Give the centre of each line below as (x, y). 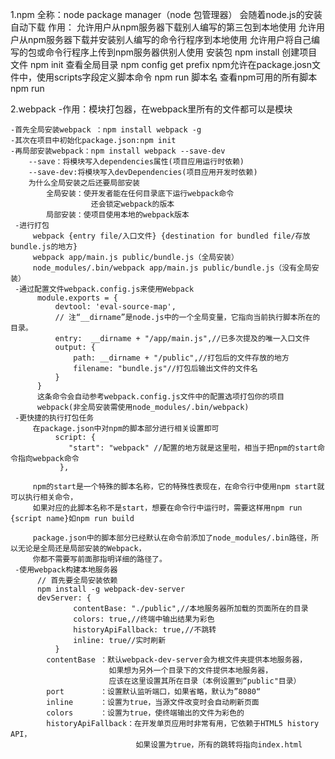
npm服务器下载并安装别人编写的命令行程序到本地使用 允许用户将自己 (169, 39)
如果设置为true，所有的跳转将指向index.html (219, 745)
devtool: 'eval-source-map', (115, 307)
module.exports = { (77, 298)
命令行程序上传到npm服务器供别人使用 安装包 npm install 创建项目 (181, 52)
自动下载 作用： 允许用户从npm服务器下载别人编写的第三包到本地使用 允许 (163, 27)
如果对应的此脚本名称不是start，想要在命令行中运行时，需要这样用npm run (167, 508)
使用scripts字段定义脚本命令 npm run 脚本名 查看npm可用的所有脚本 (177, 77)
